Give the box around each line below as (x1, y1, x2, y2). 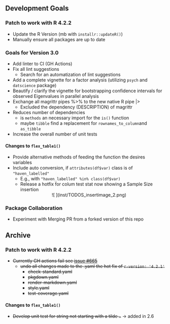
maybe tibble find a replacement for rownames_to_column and (20, 120, 147, 126)
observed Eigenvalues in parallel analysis (12, 93, 99, 99)
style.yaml (27, 285, 50, 291)
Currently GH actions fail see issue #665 (12, 258, 98, 264)
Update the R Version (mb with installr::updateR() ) (12, 31, 123, 37)
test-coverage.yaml (27, 290, 69, 296)
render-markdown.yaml (27, 280, 77, 286)
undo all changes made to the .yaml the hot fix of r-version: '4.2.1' (20, 263, 165, 269)
